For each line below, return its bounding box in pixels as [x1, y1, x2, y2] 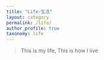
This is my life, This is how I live [20, 47, 98, 54]
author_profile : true [6, 25, 60, 31]
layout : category [6, 14, 49, 20]
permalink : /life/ [6, 20, 52, 26]
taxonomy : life [6, 31, 44, 37]
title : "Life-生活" [6, 8, 53, 15]
